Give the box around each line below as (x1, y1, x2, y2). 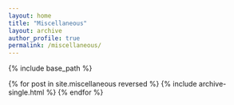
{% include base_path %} (8, 63, 93, 73)
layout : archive (8, 26, 62, 34)
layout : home (8, 11, 52, 20)
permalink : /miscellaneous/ (8, 42, 102, 50)
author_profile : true (8, 34, 81, 42)
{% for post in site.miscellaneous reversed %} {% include (8, 79, 197, 89)
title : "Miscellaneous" (8, 19, 88, 27)
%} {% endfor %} (46, 87, 104, 97)
